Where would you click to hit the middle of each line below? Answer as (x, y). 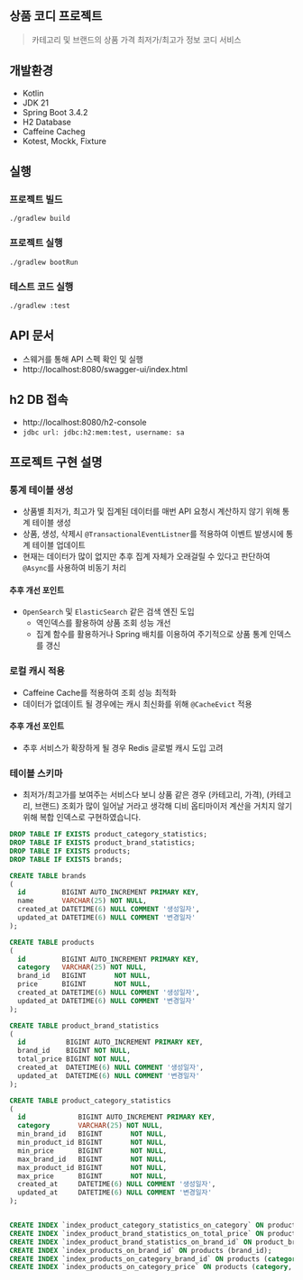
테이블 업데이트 (59, 545)
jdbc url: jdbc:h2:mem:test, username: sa (103, 432)
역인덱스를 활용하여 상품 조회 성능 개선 (103, 623)
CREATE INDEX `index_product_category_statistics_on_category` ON (137, 1225)
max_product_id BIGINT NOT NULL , (92, 1167)
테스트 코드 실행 (41, 287)
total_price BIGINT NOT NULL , (74, 1059)
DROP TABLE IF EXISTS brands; (66, 859)
